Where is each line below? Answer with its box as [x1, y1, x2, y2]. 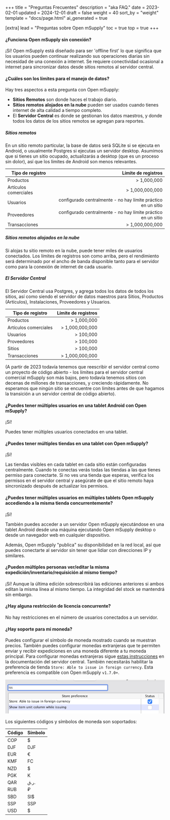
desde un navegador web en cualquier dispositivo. [5, 532, 111, 538]
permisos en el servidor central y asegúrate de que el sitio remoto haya [5, 477, 154, 483]
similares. [5, 552, 25, 558]
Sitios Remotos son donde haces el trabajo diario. [12, 96, 117, 103]
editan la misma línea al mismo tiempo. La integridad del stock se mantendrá [5, 586, 165, 592]
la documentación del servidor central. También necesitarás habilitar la [5, 659, 153, 665]
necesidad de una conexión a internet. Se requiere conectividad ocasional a [5, 58, 163, 65]
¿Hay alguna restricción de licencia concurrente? [5, 603, 111, 609]
